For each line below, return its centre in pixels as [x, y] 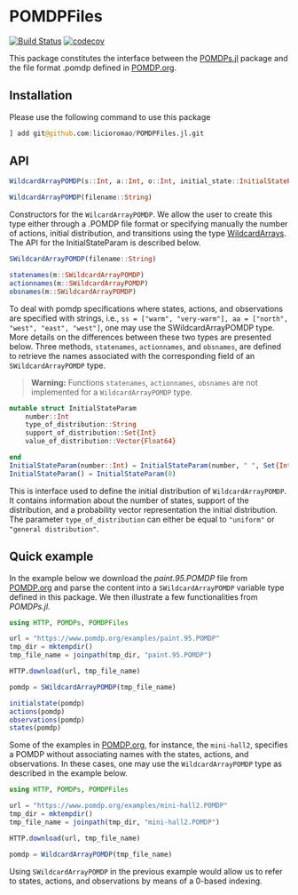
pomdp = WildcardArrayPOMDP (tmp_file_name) [91, 854]
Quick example [51, 557]
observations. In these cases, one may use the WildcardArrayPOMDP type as [145, 764]
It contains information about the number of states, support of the [129, 500]
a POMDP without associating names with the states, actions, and [129, 755]
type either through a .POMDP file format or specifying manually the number [149, 224]
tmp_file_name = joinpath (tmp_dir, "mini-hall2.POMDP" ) [114, 822]
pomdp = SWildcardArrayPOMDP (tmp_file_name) [93, 687]
